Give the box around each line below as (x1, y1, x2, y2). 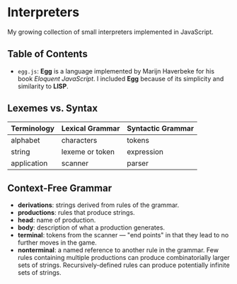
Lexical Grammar (61, 123, 120, 133)
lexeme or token (61, 146, 115, 156)
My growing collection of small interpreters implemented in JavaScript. (7, 28, 214, 36)
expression (127, 146, 164, 156)
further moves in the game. (17, 238, 97, 247)
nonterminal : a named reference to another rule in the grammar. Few (17, 246, 219, 254)
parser (127, 158, 149, 168)
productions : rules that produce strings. (17, 208, 136, 217)
